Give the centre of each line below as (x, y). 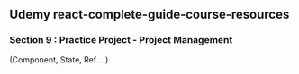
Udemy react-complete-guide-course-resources (149, 15)
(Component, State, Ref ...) (59, 59)
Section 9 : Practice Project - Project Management (121, 40)
